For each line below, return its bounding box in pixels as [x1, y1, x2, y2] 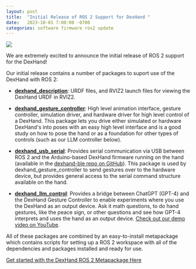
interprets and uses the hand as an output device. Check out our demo [14, 215, 185, 222]
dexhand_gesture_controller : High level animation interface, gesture [14, 105, 181, 112]
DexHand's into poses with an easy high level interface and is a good [14, 124, 181, 131]
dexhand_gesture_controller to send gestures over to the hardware [14, 166, 176, 173]
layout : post [6, 8, 38, 15]
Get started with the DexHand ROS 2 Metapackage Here [6, 257, 142, 264]
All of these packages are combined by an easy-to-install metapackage [6, 233, 178, 240]
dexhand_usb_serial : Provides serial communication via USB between [14, 147, 185, 154]
